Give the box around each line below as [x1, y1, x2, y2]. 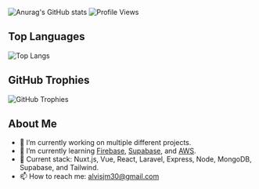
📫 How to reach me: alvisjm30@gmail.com [19, 172, 160, 181]
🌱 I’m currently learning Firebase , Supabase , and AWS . [19, 146, 197, 156]
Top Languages [8, 30, 85, 43]
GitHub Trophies [8, 74, 90, 87]
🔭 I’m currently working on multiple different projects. [19, 138, 192, 147]
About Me [8, 118, 57, 131]
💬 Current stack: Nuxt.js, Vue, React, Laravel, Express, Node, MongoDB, [19, 154, 252, 164]
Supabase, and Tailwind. [19, 163, 99, 173]
